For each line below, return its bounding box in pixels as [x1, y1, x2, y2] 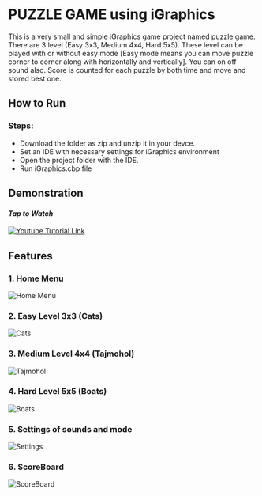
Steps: [8, 120, 34, 131]
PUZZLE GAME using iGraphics [8, 6, 215, 24]
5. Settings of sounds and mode [8, 423, 133, 434]
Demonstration [8, 187, 84, 200]
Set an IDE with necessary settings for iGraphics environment [19, 146, 219, 156]
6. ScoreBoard [8, 461, 65, 472]
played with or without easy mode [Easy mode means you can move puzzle [8, 48, 254, 58]
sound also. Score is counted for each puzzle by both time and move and [8, 65, 246, 74]
